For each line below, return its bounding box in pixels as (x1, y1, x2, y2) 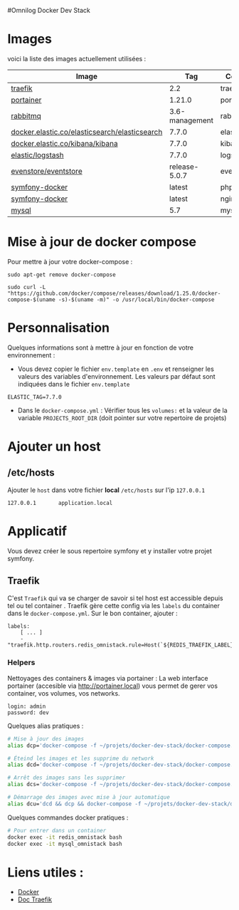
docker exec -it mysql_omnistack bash (7, 840, 122, 847)
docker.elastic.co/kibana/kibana (11, 138, 119, 148)
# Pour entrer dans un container (7, 827, 107, 834)
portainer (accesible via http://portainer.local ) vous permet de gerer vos (7, 681, 218, 690)
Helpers (7, 658, 36, 668)
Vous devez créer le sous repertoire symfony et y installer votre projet (7, 546, 212, 555)
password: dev (7, 708, 50, 716)
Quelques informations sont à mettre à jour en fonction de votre (7, 343, 194, 352)
